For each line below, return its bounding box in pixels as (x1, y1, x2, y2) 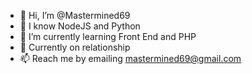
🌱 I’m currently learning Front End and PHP (19, 31, 197, 42)
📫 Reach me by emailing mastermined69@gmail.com (19, 53, 242, 64)
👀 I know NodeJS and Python (19, 20, 141, 32)
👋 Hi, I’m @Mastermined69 (19, 10, 131, 21)
